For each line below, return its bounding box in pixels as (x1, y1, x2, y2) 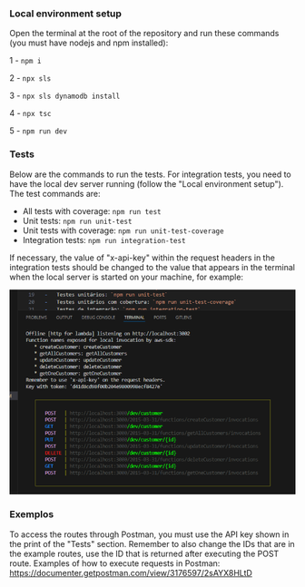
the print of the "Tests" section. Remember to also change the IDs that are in (9, 538, 295, 549)
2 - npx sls (9, 73, 52, 83)
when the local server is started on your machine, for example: (9, 271, 243, 282)
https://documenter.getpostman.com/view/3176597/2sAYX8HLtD (9, 567, 252, 578)
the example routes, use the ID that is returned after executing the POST (9, 548, 280, 559)
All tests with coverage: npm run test (22, 205, 162, 216)
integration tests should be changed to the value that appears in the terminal (9, 261, 295, 272)
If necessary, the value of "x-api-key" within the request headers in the (9, 252, 275, 263)
